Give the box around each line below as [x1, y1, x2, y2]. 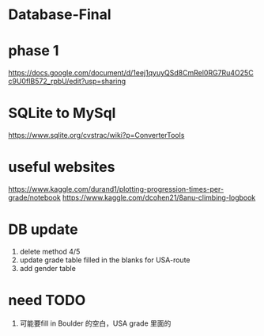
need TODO [8, 292, 86, 310]
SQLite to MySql [8, 105, 116, 122]
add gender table [19, 263, 77, 273]
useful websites [8, 158, 115, 176]
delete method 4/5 [19, 246, 81, 256]
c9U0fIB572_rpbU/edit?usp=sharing [8, 77, 126, 86]
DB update [8, 220, 79, 239]
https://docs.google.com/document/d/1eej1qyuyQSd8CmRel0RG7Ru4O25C [8, 68, 255, 78]
